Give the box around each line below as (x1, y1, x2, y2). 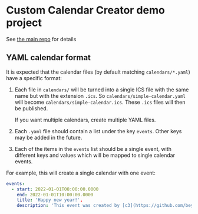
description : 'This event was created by (16, 203, 120, 209)
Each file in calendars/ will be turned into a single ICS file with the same (14, 86, 189, 93)
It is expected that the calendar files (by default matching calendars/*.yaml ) (6, 68, 190, 75)
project (6, 16, 42, 29)
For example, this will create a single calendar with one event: (6, 169, 156, 176)
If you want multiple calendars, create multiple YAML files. (14, 116, 156, 123)
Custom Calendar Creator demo (6, 4, 165, 17)
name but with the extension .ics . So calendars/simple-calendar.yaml (14, 92, 186, 99)
